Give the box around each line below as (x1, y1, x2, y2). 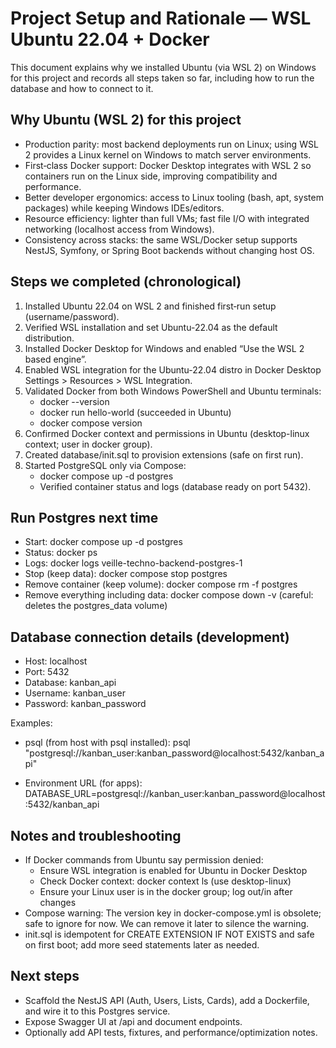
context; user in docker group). (24, 438, 153, 450)
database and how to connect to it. (10, 82, 154, 94)
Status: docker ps (24, 547, 98, 559)
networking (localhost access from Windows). (24, 223, 215, 235)
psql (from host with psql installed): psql (24, 737, 191, 749)
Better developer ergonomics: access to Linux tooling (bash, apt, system (24, 191, 324, 203)
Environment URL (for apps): (24, 777, 143, 789)
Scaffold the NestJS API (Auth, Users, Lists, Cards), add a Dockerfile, (24, 994, 310, 1006)
